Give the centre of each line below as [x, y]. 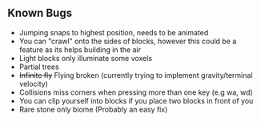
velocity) [34, 83]
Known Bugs [40, 13]
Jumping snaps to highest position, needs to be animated [114, 32]
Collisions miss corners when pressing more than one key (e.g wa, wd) [136, 92]
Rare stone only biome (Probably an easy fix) [93, 109]
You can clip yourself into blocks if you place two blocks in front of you [136, 100]
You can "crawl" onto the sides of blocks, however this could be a [128, 41]
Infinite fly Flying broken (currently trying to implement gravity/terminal [136, 75]
